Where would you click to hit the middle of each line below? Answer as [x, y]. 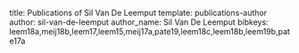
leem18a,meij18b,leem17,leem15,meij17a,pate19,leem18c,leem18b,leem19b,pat [149, 31]
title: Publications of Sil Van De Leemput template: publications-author [138, 13]
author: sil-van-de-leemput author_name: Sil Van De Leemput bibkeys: [139, 22]
